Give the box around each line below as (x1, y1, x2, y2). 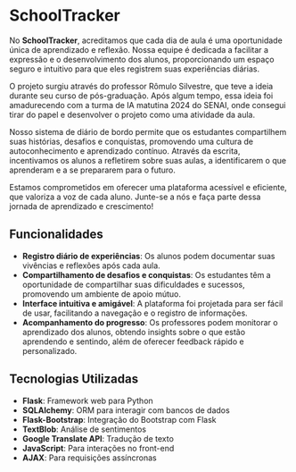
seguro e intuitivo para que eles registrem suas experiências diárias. (9, 63, 260, 74)
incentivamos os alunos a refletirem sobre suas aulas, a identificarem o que (9, 155, 287, 165)
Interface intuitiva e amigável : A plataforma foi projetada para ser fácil (21, 298, 284, 308)
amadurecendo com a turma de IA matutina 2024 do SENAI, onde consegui (9, 99, 286, 110)
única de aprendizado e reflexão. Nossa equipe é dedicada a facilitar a (9, 44, 269, 55)
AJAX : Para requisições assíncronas (21, 452, 158, 463)
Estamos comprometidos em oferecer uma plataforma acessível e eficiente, (9, 181, 287, 192)
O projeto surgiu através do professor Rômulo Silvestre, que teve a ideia (9, 80, 274, 91)
